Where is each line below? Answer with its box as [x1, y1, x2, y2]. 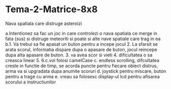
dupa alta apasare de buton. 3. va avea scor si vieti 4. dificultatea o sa [5, 52, 153, 58]
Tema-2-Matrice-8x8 [5, 4, 98, 15]
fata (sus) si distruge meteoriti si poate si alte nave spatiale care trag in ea [5, 36, 161, 42]
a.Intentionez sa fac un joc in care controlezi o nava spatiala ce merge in [5, 30, 157, 36]
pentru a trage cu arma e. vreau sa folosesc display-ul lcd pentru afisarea [5, 73, 160, 79]
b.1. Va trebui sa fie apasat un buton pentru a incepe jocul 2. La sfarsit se [5, 41, 158, 47]
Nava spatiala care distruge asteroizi [5, 20, 82, 26]
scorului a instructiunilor [5, 79, 56, 85]
